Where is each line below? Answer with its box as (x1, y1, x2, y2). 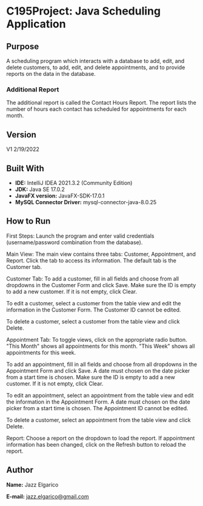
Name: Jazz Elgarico (6, 481, 59, 488)
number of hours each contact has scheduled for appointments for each (6, 105, 187, 113)
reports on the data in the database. (6, 70, 96, 77)
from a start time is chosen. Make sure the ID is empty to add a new (6, 373, 176, 381)
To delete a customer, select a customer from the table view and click (6, 318, 180, 325)
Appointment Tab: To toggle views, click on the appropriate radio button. (6, 336, 188, 343)
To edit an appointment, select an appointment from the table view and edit (6, 391, 194, 399)
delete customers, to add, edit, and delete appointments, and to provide (6, 64, 185, 71)
